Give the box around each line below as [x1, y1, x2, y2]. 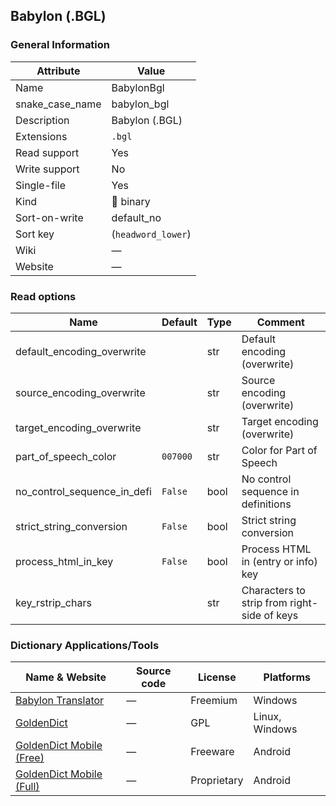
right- [289, 595, 319, 609]
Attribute [36, 64, 81, 78]
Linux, [253, 710, 282, 724]
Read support [15, 145, 80, 159]
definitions [241, 497, 292, 511]
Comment [256, 315, 305, 329]
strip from [241, 595, 288, 609]
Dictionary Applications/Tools [10, 638, 160, 652]
